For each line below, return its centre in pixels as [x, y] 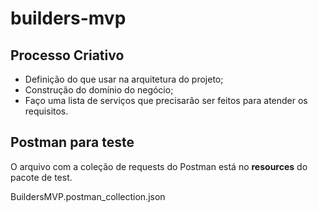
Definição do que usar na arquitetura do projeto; [124, 79]
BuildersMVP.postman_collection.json [88, 196]
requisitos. [46, 111]
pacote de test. [41, 177]
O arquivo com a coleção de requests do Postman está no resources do [159, 166]
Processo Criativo [67, 55]
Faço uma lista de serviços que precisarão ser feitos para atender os [166, 100]
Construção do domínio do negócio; [99, 90]
